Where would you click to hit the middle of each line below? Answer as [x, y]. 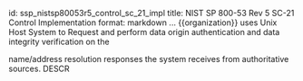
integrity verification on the [59, 41]
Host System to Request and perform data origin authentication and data [144, 32]
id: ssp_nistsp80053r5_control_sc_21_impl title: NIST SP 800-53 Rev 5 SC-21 [151, 13]
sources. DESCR [39, 68]
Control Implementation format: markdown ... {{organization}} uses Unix [143, 22]
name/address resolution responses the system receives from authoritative [149, 59]
